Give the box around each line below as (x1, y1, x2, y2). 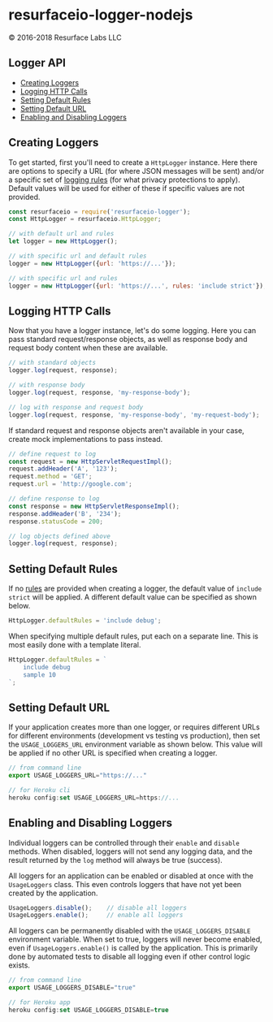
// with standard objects (8, 359, 96, 367)
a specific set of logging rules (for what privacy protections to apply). (8, 175, 240, 184)
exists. (8, 960, 31, 970)
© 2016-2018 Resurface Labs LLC (8, 32, 122, 42)
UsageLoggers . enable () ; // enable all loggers (8, 912, 184, 920)
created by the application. (8, 888, 98, 898)
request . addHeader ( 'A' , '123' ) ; (8, 465, 118, 473)
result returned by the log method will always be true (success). (8, 855, 223, 864)
